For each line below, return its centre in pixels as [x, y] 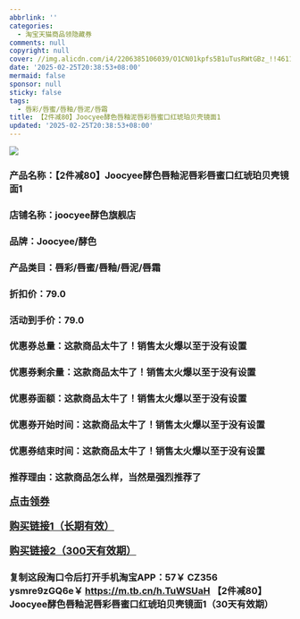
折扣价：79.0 [37, 293]
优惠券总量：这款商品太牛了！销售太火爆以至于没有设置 [128, 346]
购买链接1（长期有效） [62, 526]
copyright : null [39, 51]
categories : [31, 26]
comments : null [37, 42]
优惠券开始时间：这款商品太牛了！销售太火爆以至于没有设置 [137, 425]
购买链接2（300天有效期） [73, 551]
